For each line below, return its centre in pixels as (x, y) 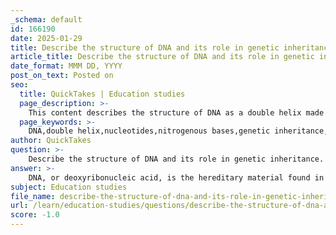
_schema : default (46, 19)
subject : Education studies (69, 187)
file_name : (33, 196)
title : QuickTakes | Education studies (102, 94)
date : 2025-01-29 (46, 38)
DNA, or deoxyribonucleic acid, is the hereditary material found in (176, 177)
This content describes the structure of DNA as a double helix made (176, 112)
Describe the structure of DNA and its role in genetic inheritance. (176, 159)
